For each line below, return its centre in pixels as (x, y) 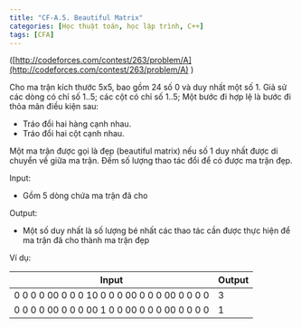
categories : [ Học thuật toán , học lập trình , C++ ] (107, 26)
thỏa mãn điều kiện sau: (54, 107)
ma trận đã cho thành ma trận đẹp (86, 240)
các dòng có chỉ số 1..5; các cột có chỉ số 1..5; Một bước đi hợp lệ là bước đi (150, 97)
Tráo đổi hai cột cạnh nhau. (73, 134)
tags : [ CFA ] (32, 34)
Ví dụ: (20, 258)
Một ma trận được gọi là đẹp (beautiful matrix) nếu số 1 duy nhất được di (144, 151)
